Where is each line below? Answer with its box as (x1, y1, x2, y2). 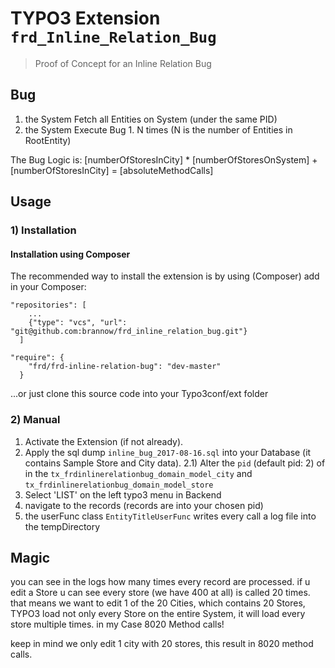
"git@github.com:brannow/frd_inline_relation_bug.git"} (10, 327, 248, 337)
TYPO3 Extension (10, 7, 161, 30)
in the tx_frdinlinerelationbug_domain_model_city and (24, 467, 253, 479)
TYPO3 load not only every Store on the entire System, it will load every (10, 608, 306, 620)
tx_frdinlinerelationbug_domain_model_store (24, 480, 214, 490)
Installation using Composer (10, 248, 131, 260)
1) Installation (10, 223, 77, 237)
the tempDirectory (24, 520, 101, 532)
